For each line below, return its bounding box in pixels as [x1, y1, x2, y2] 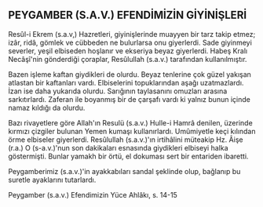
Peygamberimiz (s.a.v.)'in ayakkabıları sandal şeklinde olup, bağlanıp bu [8, 166, 241, 176]
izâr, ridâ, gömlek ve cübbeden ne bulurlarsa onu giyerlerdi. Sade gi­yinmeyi [8, 38, 253, 47]
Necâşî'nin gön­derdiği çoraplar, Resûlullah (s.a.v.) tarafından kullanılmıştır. [8, 54, 247, 64]
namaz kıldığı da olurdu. [8, 103, 86, 112]
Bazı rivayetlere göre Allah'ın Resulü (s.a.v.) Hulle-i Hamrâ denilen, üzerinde [8, 118, 253, 127]
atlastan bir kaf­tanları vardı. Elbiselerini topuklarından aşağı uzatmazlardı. [8, 78, 244, 87]
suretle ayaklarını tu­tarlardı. [8, 175, 97, 184]
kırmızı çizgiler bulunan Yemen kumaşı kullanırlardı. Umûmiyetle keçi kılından [8, 126, 256, 136]
